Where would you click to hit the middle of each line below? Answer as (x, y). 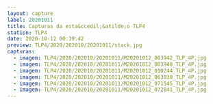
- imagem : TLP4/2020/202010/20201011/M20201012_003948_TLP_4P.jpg (110, 64)
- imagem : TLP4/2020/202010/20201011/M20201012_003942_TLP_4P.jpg (110, 58)
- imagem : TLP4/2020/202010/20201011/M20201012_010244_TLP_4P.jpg (110, 70)
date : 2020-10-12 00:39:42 (46, 39)
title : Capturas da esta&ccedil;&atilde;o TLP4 (76, 26)
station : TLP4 (27, 32)
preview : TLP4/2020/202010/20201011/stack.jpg (75, 45)
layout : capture (30, 13)
